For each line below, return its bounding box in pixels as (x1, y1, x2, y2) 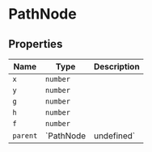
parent (12, 131, 38, 140)
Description (93, 61, 140, 72)
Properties (8, 37, 63, 51)
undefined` (93, 130, 136, 141)
